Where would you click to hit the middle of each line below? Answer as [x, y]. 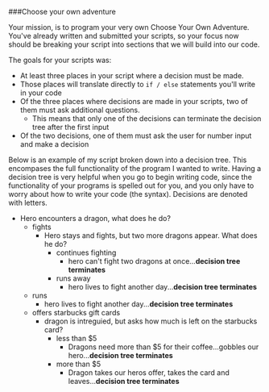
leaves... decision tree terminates [124, 381]
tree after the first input [70, 127]
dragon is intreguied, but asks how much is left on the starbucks [151, 321]
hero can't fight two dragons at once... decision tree [154, 261]
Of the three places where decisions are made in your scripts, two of [134, 101]
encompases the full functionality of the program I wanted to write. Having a [135, 168]
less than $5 [77, 338]
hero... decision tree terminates [120, 355]
